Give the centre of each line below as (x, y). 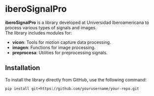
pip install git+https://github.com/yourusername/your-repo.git (72, 89)
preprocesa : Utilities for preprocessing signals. (60, 53)
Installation (23, 68)
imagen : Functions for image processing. (54, 47)
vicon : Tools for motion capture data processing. (62, 42)
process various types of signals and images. (51, 27)
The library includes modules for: (38, 33)
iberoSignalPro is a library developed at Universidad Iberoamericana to (77, 22)
